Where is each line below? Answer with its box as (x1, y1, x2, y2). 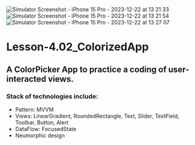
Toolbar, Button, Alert (15, 119, 69, 126)
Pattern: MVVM (15, 105, 54, 113)
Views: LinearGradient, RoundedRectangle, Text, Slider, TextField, (15, 112, 180, 119)
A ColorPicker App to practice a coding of (6, 64, 167, 74)
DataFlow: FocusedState (15, 125, 77, 132)
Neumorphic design (15, 132, 65, 139)
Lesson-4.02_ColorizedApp (6, 40, 149, 54)
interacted (6, 74, 47, 84)
